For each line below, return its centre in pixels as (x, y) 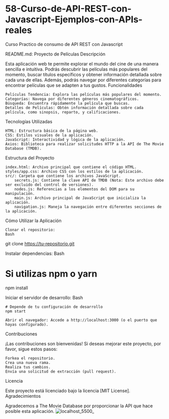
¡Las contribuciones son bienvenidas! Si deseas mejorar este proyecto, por (83, 343)
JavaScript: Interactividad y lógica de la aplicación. (65, 139)
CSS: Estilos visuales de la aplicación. (50, 135)
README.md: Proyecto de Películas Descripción (55, 54)
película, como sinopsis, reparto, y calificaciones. (63, 112)
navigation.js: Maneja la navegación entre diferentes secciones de (88, 207)
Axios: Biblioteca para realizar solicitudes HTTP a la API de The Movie (85, 144)
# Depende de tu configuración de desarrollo (54, 307)
